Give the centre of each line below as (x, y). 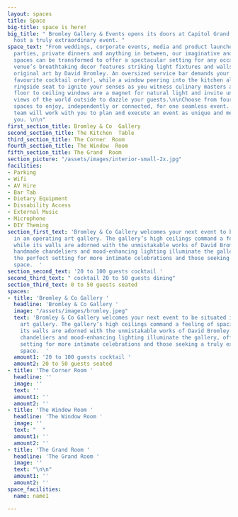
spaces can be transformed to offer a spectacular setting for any (115, 60)
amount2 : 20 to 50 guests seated (63, 364)
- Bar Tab (22, 192)
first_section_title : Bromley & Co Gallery (74, 126)
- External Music (33, 212)
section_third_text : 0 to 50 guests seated (73, 285)
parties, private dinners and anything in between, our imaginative (117, 54)
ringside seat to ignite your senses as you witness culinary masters (120, 87)
